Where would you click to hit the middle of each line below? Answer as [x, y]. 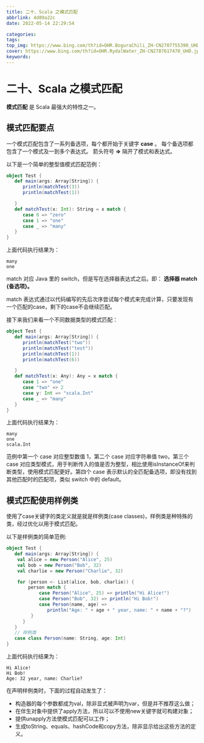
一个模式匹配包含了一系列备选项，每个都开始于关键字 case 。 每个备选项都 [100, 143]
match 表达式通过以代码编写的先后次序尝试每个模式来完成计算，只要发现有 [100, 299]
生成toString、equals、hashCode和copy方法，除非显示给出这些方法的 [103, 727]
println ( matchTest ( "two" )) [56, 342]
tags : [13, 40]
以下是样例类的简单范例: [36, 537]
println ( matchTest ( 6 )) [51, 359]
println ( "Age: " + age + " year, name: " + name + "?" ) [119, 610]
